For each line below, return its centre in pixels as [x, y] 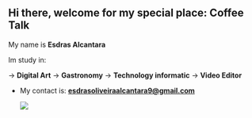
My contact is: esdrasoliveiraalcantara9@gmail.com [107, 90]
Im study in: [27, 59]
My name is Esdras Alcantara [57, 44]
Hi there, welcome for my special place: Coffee [126, 13]
